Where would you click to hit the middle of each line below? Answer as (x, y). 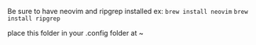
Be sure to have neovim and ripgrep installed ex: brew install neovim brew (128, 11)
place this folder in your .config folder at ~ (76, 33)
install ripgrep (34, 19)
